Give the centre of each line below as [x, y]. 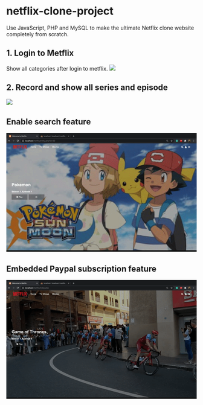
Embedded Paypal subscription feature [82, 269]
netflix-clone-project [60, 11]
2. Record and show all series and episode [87, 88]
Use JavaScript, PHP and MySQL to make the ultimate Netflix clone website [100, 28]
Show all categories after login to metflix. [57, 68]
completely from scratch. [37, 34]
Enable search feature [49, 122]
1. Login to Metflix [40, 53]
